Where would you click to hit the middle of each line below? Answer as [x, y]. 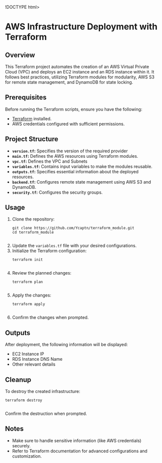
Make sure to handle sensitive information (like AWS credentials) [77, 441]
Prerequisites [26, 98]
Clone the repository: [33, 219]
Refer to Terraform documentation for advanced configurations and [80, 451]
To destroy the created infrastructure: [43, 391]
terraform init [27, 260]
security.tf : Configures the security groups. [57, 192]
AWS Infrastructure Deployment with [81, 27]
